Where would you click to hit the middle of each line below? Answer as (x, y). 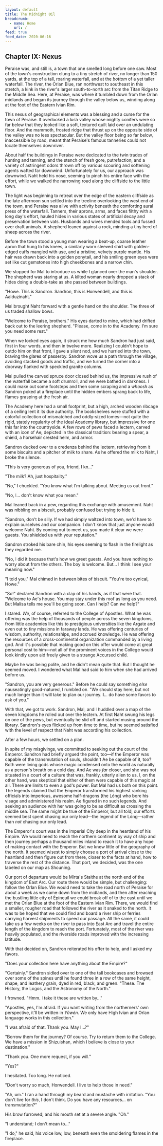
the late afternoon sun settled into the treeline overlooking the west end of (79, 200)
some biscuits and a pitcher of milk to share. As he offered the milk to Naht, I (82, 452)
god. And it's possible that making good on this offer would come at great (79, 644)
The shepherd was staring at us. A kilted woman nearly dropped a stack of (80, 277)
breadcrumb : (17, 19)
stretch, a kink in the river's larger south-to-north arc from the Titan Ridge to (81, 89)
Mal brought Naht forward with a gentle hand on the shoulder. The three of (80, 306)
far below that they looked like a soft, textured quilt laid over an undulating (79, 125)
